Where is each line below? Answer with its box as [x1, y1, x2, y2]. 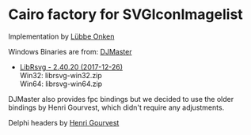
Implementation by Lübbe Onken [8, 32, 115, 41]
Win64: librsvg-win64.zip [19, 79, 103, 88]
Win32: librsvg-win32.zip [19, 70, 103, 80]
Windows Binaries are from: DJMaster [8, 47, 132, 56]
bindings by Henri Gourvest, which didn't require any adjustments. [8, 103, 225, 112]
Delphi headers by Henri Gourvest [8, 118, 120, 127]
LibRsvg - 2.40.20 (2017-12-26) [19, 62, 124, 72]
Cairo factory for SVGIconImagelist [8, 6, 243, 24]
